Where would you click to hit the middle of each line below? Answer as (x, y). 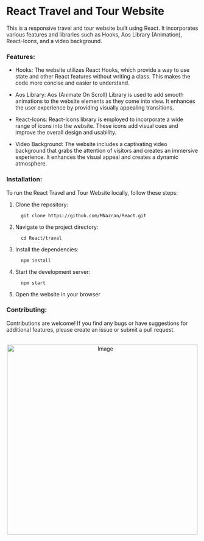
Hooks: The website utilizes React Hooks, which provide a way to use (102, 70)
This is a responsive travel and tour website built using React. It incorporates (102, 28)
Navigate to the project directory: (57, 227)
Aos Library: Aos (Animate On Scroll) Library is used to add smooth (99, 95)
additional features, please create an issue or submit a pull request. (91, 329)
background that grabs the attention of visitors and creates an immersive (107, 151)
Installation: (24, 180)
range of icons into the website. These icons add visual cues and (97, 126)
